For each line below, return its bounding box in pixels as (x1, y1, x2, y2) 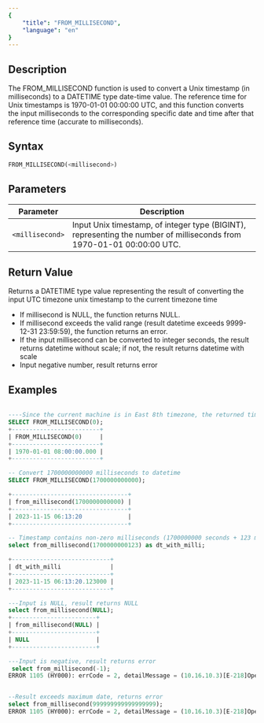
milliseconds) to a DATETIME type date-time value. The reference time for (8, 92, 247, 102)
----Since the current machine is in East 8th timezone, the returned (8, 411, 244, 419)
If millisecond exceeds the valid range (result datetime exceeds (19, 318, 225, 328)
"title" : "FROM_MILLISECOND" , (22, 19, 122, 27)
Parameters (8, 183, 67, 196)
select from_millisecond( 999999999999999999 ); (8, 700, 163, 709)
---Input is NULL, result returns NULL (8, 599, 139, 607)
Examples (8, 383, 57, 396)
